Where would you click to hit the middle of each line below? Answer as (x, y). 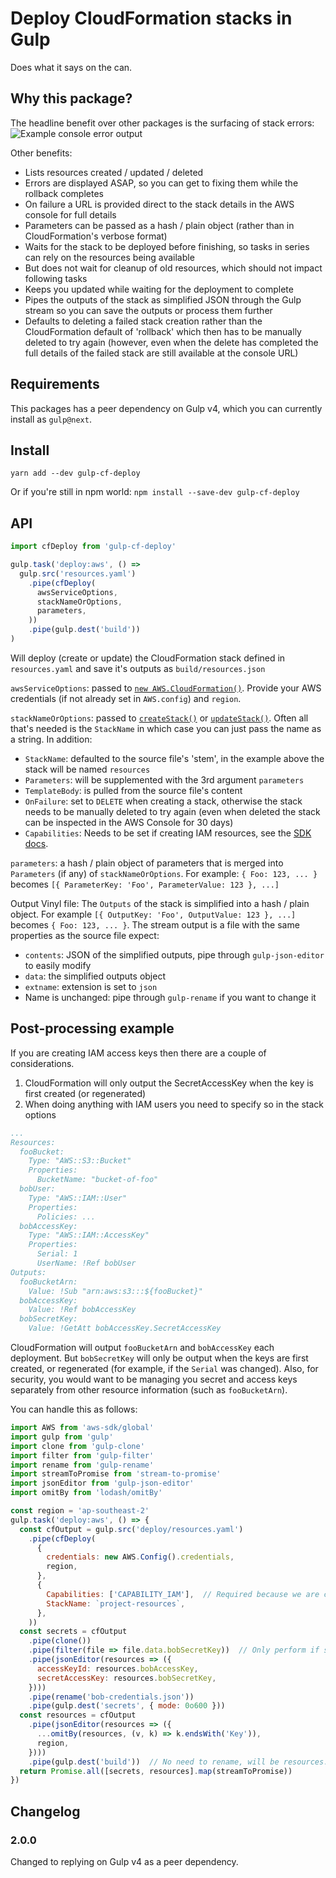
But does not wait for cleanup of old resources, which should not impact (173, 268)
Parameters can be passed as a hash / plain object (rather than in (159, 225)
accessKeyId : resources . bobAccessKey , (117, 1668)
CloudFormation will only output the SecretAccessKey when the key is (169, 1083)
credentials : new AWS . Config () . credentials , (140, 1557)
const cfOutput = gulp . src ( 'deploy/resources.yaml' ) (131, 1529)
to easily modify (58, 965)
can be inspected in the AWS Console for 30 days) (129, 822)
